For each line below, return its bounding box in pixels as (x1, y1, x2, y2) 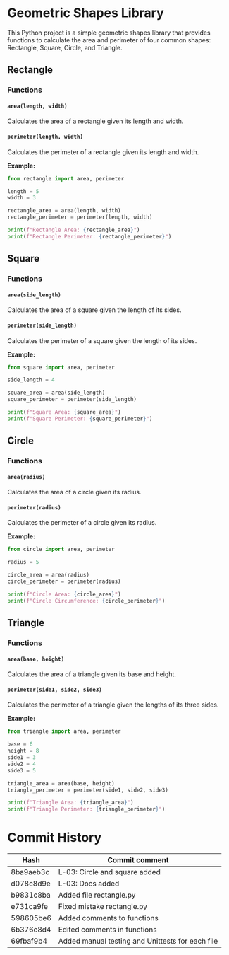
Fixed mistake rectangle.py (58, 902, 148, 912)
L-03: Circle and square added (58, 867, 161, 877)
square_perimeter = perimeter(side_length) (7, 396, 137, 403)
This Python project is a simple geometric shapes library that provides (7, 28, 211, 37)
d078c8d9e (11, 879, 51, 889)
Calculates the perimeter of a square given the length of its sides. (7, 336, 197, 345)
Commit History (7, 830, 102, 846)
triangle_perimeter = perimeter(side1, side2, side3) (7, 787, 169, 794)
